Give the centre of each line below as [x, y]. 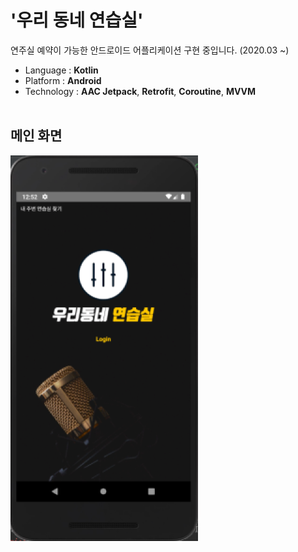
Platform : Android [63, 80]
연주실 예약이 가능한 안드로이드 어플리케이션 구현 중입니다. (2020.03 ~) [150, 50]
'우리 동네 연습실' [77, 20]
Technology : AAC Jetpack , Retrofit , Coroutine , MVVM [140, 91]
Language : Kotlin [61, 70]
